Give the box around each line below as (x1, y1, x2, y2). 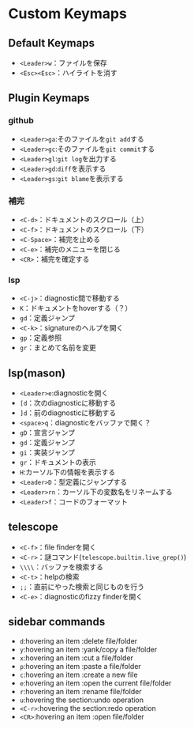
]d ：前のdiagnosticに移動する (19, 408, 117, 417)
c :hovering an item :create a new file (19, 670, 138, 679)
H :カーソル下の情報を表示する (19, 467, 116, 477)
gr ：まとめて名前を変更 (19, 343, 97, 353)
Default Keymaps (8, 36, 95, 50)
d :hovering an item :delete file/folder (19, 636, 138, 645)
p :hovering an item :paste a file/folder (19, 661, 142, 670)
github (8, 115, 34, 127)
